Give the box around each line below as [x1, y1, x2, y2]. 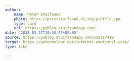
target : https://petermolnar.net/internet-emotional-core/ [5, 40, 130, 45]
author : [5, 7, 21, 12]
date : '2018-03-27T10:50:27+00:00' [5, 30, 79, 35]
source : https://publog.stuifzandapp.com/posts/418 [5, 35, 114, 40]
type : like [5, 44, 28, 49]
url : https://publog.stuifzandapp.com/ [14, 26, 96, 31]
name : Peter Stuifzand [14, 12, 61, 17]
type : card [14, 21, 37, 26]
